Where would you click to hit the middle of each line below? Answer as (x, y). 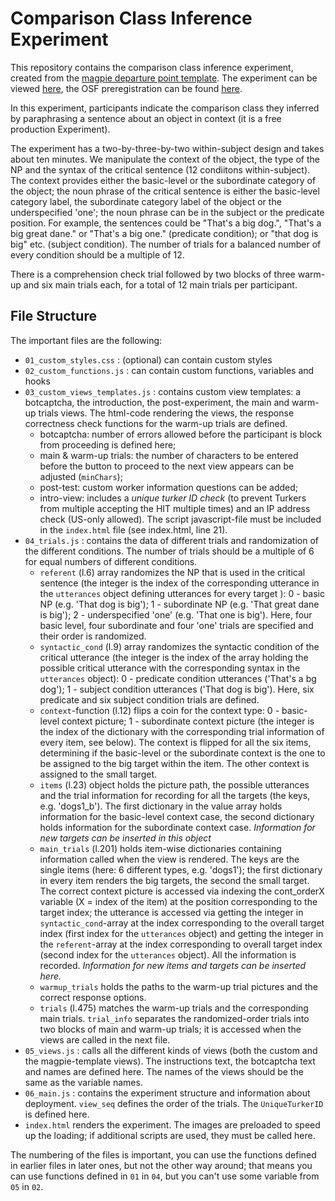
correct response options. (93, 997)
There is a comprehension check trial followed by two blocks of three (153, 274)
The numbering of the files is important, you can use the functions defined (163, 1154)
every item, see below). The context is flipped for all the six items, (175, 742)
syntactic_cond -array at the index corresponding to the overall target (182, 923)
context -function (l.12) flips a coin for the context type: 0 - (159, 710)
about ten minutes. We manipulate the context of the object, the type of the (165, 159)
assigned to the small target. (98, 774)
